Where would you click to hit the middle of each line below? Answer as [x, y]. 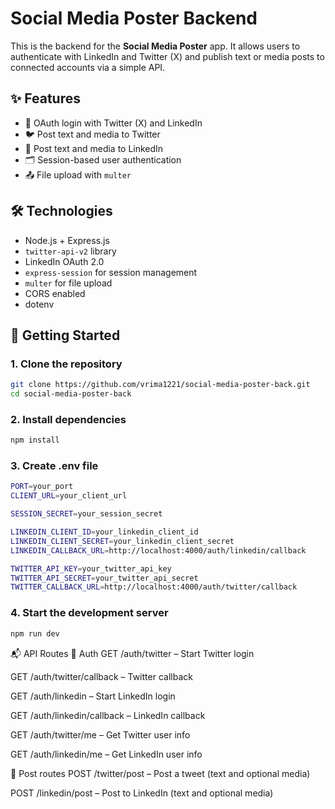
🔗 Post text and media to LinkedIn [94, 148]
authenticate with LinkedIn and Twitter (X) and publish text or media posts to [167, 56]
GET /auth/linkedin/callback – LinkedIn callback [108, 715]
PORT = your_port [42, 487]
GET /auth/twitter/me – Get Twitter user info [100, 734]
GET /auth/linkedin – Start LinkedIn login [93, 696]
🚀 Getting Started [65, 335]
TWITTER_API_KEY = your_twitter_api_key [91, 568]
